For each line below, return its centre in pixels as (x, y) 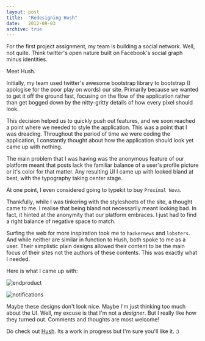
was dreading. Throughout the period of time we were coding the (88, 134)
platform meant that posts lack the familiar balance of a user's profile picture (103, 165)
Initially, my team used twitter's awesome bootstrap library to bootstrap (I (98, 83)
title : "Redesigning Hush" (42, 18)
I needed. (18, 259)
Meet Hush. (21, 71)
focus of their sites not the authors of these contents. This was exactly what (102, 253)
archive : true (24, 29)
